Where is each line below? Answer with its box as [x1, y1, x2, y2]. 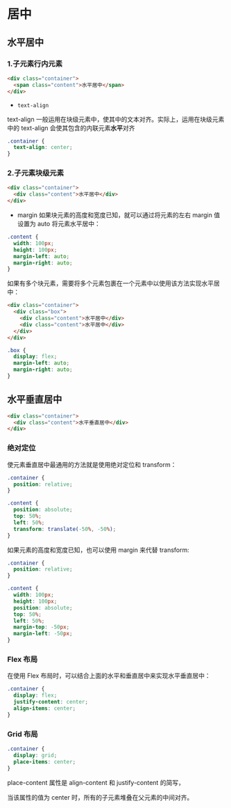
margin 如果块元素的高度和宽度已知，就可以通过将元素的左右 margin [17, 211, 213, 219]
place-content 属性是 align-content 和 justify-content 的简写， [7, 778, 185, 786]
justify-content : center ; [13, 699, 89, 706]
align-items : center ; [13, 704, 76, 712]
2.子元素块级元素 [7, 168, 65, 178]
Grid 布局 [7, 729, 38, 738]
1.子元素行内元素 [7, 58, 63, 68]
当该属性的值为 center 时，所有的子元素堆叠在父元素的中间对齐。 [7, 793, 194, 801]
